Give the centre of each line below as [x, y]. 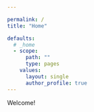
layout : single [47, 76]
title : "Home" [27, 26]
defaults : [21, 38]
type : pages [42, 64]
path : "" [38, 58]
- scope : [26, 51]
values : [30, 70]
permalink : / [26, 19]
